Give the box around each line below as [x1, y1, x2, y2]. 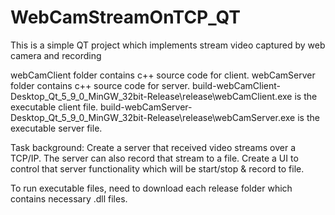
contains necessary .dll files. [10, 192, 128, 205]
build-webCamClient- [191, 79, 282, 91]
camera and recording [10, 49, 102, 61]
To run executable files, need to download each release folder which [10, 182, 293, 194]
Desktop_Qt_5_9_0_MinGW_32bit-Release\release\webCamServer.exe [10, 111, 296, 123]
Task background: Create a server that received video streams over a [10, 141, 296, 153]
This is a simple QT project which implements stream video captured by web [10, 39, 326, 51]
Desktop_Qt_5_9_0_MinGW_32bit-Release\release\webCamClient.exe [10, 90, 293, 102]
